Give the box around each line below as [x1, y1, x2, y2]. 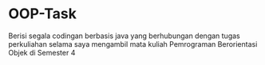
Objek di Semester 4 [8, 48, 76, 57]
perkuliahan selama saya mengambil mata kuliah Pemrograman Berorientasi [8, 39, 258, 48]
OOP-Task [8, 5, 77, 23]
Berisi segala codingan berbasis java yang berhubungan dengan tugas [8, 31, 241, 40]
